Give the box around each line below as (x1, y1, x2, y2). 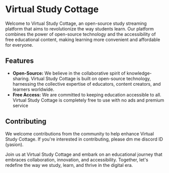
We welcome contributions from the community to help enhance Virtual (5, 130, 154, 136)
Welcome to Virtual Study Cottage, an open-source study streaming (5, 20, 147, 26)
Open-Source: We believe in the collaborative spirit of (12, 70, 125, 76)
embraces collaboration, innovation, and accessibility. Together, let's (5, 156, 148, 163)
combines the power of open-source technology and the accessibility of (5, 31, 156, 37)
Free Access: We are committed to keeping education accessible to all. (12, 91, 162, 97)
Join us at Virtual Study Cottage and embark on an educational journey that (5, 151, 163, 157)
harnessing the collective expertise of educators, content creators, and (12, 81, 161, 87)
